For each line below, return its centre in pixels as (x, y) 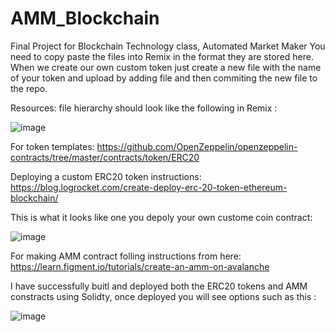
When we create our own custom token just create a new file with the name (166, 67)
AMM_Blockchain (85, 18)
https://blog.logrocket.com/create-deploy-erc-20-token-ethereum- (149, 187)
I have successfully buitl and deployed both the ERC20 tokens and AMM (159, 286)
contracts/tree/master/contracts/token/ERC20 (105, 157)
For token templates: (52, 146)
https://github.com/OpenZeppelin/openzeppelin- (197, 146)
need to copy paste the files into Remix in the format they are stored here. (162, 56)
